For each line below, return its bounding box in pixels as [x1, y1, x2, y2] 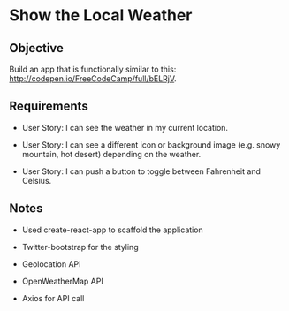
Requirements [9, 99, 88, 114]
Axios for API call [21, 292, 85, 303]
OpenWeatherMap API [21, 276, 103, 286]
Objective [9, 41, 65, 56]
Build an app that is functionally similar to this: [9, 64, 177, 74]
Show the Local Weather [9, 5, 193, 26]
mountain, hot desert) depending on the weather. [21, 148, 202, 159]
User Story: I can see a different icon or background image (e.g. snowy [21, 139, 281, 150]
